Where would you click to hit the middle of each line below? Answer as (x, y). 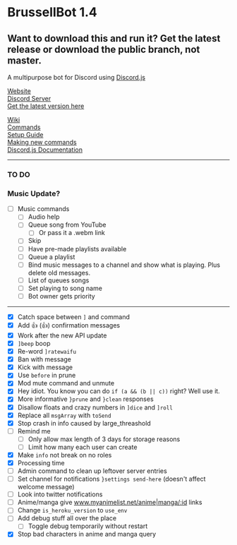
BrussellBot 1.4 (52, 12)
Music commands (43, 209)
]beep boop (34, 344)
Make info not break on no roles (65, 455)
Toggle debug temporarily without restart (88, 526)
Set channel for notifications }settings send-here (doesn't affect (111, 479)
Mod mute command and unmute (66, 383)
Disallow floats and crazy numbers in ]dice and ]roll (95, 407)
